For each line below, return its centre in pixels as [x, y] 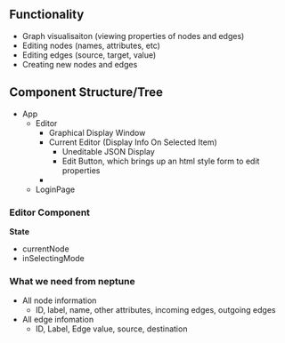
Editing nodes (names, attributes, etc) [91, 45]
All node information [59, 300]
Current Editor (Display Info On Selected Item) [133, 142]
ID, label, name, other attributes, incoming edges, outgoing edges [155, 310]
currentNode [45, 249]
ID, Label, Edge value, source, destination [111, 329]
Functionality [47, 15]
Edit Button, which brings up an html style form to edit [161, 161]
